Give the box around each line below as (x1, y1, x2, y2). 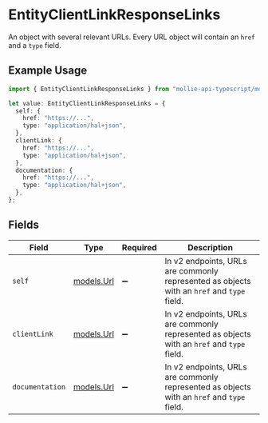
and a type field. (8, 40, 61, 50)
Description (187, 241, 234, 253)
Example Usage (8, 64, 88, 78)
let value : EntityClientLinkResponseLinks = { (8, 99, 166, 107)
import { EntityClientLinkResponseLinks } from (8, 85, 170, 93)
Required (121, 241, 157, 253)
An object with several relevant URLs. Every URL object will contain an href (8, 32, 255, 42)
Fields (8, 218, 40, 232)
